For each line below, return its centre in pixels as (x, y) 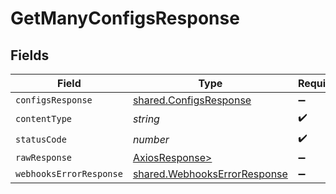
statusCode (41, 139)
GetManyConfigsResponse (125, 18)
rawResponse (44, 157)
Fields (30, 55)
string (146, 119)
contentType (44, 118)
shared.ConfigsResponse (192, 100)
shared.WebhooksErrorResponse (210, 174)
